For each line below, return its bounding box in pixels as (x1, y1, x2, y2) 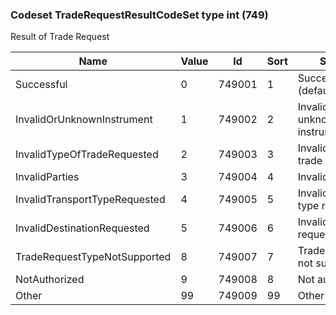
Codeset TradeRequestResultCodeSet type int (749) (10, 8, 269, 22)
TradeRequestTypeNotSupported (15, 250, 172, 264)
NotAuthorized (15, 273, 85, 287)
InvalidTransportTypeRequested (15, 193, 166, 207)
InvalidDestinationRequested (15, 221, 150, 235)
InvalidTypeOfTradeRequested (15, 148, 159, 162)
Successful (15, 78, 68, 92)
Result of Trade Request (10, 31, 110, 43)
